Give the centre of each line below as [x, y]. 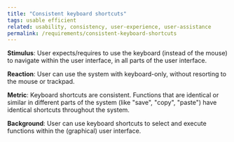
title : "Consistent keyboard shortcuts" [67, 14]
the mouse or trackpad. [41, 82]
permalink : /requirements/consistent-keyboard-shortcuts [92, 33]
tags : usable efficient [42, 20]
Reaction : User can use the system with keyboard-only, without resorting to [117, 74]
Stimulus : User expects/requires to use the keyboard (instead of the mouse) [117, 53]
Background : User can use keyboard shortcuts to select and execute [107, 124]
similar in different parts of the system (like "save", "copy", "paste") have [112, 103]
